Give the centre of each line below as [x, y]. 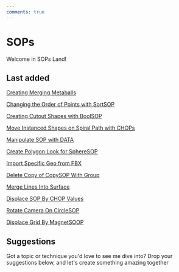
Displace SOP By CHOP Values [45, 199]
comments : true [26, 12]
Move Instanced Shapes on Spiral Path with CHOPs [71, 128]
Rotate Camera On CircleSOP [43, 211]
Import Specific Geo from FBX [44, 163]
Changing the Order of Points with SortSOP [60, 105]
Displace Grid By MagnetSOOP [45, 222]
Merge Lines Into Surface [38, 187]
